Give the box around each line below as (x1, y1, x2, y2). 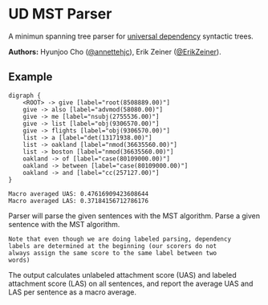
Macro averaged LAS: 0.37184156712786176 (8, 197, 149, 205)
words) (8, 256, 30, 264)
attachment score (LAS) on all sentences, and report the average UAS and (8, 279, 254, 288)
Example (8, 70, 53, 84)
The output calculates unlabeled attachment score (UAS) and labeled (8, 270, 237, 279)
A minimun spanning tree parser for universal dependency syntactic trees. (8, 31, 254, 41)
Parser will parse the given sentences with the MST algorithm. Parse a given (8, 210, 261, 221)
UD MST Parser (8, 5, 112, 23)
